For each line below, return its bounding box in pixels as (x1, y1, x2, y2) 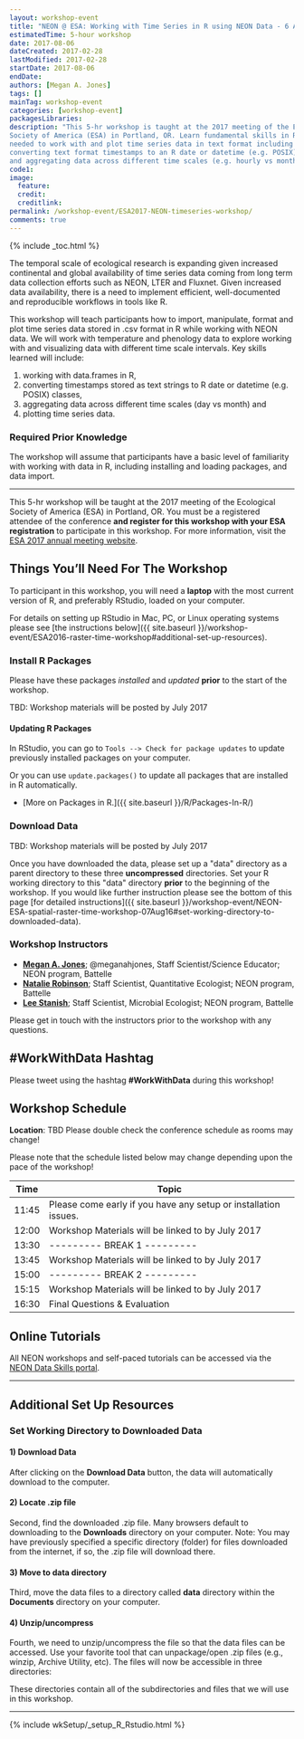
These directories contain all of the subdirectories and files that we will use (9, 1684, 290, 1695)
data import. (9, 470, 55, 481)
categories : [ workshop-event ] (9, 106, 124, 115)
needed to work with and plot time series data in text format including (9, 139, 294, 148)
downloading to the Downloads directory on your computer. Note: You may (9, 1526, 290, 1537)
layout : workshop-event (9, 13, 100, 23)
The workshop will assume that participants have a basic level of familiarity (9, 451, 290, 462)
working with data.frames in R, (22, 369, 138, 380)
